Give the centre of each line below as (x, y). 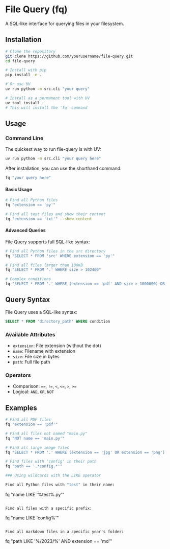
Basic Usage (19, 189)
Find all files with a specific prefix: (49, 508)
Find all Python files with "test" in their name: (60, 485)
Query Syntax (28, 300)
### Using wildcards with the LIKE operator (53, 476)
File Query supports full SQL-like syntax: (48, 242)
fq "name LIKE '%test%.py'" (35, 494)
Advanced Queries (25, 231)
